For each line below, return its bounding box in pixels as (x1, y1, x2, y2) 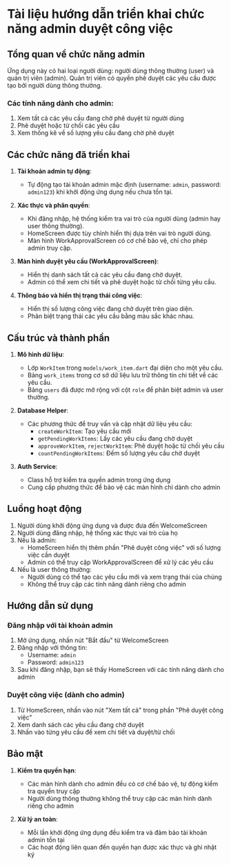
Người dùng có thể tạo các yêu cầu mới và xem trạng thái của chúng (27, 573, 222, 581)
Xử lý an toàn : (17, 815, 59, 823)
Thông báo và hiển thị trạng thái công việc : (17, 291, 143, 299)
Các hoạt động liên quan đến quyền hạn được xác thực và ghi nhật (27, 843, 217, 851)
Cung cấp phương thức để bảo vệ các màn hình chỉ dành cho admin (27, 483, 221, 491)
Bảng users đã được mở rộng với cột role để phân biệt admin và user (27, 386, 224, 394)
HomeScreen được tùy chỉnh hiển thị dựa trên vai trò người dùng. (27, 229, 212, 237)
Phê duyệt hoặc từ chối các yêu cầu (17, 121, 120, 130)
